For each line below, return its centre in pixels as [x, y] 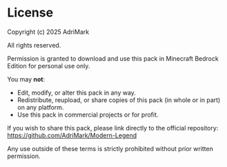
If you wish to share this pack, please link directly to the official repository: [113, 128]
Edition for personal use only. [49, 66]
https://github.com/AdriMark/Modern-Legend [72, 135]
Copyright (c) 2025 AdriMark [48, 32]
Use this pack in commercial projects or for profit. [88, 115]
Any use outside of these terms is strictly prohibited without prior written [110, 148]
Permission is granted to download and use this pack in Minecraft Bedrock [113, 58]
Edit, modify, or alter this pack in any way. [77, 92]
